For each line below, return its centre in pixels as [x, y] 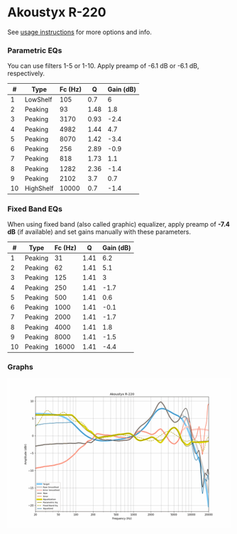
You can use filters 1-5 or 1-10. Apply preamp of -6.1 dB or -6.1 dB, [104, 66]
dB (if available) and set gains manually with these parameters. [99, 232]
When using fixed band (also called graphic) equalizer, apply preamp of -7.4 [119, 224]
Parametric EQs [35, 50]
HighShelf [39, 188]
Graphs [20, 367]
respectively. [26, 73]
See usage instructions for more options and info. [80, 32]
